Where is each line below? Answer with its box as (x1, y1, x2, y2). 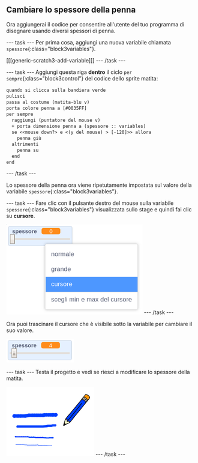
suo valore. (6, 327, 34, 334)
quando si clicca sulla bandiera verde (6, 87, 106, 93)
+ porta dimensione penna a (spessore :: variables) (11, 123, 146, 129)
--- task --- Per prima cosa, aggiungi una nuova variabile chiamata (6, 38, 171, 46)
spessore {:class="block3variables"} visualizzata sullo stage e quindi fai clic (6, 205, 192, 213)
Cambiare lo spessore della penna (6, 5, 136, 15)
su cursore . (6, 212, 35, 219)
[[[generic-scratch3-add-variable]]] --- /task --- (6, 56, 126, 64)
